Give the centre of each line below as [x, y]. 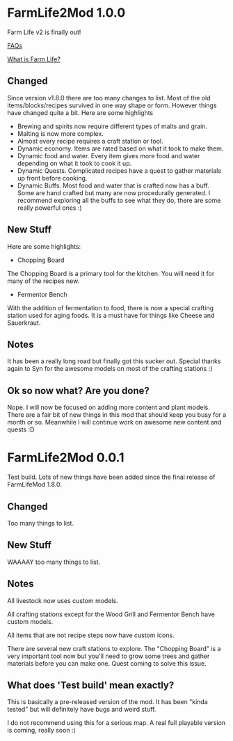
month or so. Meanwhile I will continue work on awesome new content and [114, 422]
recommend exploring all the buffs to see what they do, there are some [119, 200]
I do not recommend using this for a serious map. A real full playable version [116, 723]
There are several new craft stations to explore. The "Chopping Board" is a [114, 648]
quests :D [21, 429]
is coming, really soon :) [41, 731]
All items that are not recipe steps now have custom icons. [91, 635]
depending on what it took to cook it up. [74, 163]
